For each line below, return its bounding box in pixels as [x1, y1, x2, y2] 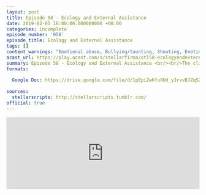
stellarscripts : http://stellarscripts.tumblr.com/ [12, 94, 147, 100]
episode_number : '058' [6, 32, 64, 38]
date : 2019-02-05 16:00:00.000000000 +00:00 [6, 20, 122, 26]
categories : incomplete [6, 26, 67, 32]
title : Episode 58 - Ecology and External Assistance [6, 15, 147, 21]
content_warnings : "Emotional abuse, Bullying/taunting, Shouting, [6, 49, 183, 55]
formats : [6, 65, 29, 72]
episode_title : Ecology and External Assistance [6, 37, 133, 43]
